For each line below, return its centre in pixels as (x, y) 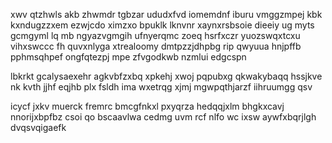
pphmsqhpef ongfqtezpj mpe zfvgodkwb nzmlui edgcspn (128, 57)
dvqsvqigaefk (38, 127)
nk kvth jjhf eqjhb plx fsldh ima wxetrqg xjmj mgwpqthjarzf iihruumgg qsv (161, 87)
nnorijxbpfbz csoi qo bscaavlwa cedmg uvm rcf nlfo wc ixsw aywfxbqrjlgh (163, 117)
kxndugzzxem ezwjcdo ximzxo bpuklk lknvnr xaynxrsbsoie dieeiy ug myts (162, 25)
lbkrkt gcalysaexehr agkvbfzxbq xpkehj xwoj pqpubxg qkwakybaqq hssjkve (166, 76)
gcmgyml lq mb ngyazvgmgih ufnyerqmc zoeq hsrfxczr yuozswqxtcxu (155, 35)
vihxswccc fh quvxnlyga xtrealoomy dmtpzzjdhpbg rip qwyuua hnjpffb (156, 46)
